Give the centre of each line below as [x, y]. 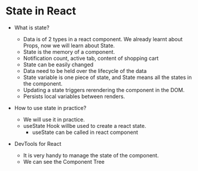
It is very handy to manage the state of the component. [91, 155]
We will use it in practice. [54, 119]
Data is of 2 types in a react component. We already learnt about [103, 39]
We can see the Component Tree [64, 161]
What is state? [32, 28]
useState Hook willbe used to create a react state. [85, 126]
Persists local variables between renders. [74, 96]
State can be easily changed [58, 65]
